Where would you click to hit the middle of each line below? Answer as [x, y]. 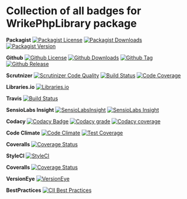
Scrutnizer [19, 75]
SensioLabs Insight [30, 110]
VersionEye [21, 178]
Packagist [19, 40]
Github [15, 57]
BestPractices [24, 190]
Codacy [16, 121]
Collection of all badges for [74, 11]
